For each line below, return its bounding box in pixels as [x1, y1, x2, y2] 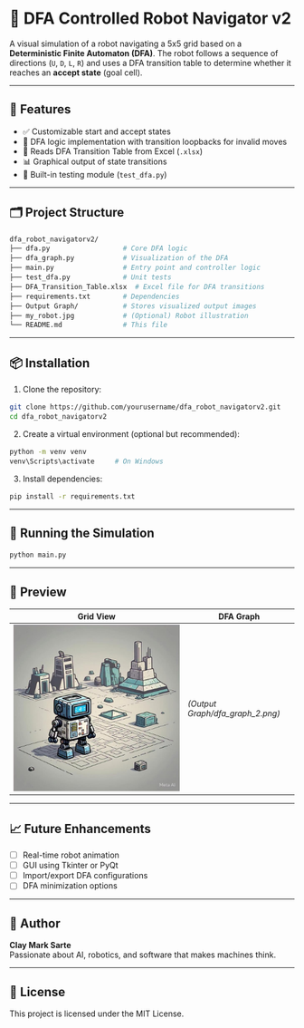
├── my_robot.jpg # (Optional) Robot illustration [9, 311, 249, 320]
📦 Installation [9, 355, 90, 371]
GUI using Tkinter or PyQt [22, 860, 119, 871]
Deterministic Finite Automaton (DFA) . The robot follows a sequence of [9, 47, 279, 58]
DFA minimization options [22, 880, 118, 891]
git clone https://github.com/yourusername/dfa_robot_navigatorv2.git [9, 402, 281, 412]
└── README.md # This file [9, 321, 168, 330]
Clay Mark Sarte [9, 940, 71, 951]
